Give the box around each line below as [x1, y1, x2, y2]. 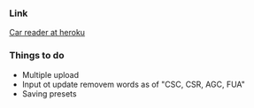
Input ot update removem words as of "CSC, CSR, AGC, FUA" [21, 79, 246, 89]
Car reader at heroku [9, 27, 86, 38]
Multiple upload [21, 69, 80, 80]
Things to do [9, 50, 65, 62]
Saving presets [21, 88, 77, 99]
